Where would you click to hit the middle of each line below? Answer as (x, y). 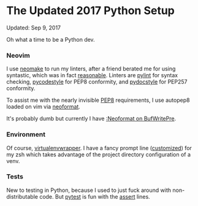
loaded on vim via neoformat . (44, 107)
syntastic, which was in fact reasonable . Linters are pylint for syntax (92, 75)
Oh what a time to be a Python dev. (51, 39)
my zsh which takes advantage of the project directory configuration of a (99, 154)
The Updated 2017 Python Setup (90, 11)
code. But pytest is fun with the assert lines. (95, 196)
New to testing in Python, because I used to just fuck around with (89, 190)
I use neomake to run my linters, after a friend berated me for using (91, 69)
